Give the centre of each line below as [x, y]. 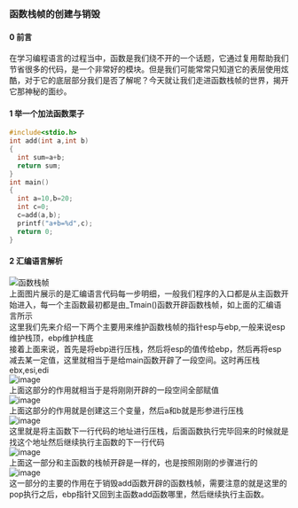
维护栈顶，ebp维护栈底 [51, 338]
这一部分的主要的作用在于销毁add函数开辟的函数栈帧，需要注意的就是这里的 [149, 483]
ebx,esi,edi [29, 370]
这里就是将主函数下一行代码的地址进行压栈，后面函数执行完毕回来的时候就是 [149, 431]
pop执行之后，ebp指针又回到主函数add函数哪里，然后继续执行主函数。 [139, 494]
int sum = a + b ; [41, 157]
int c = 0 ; [33, 207]
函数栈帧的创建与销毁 [55, 13]
